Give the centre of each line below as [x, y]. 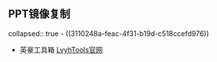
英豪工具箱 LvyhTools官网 [61, 49]
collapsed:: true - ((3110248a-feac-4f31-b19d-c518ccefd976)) [108, 33]
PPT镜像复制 [39, 14]
